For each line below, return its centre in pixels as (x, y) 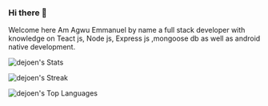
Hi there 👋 (28, 13)
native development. (42, 47)
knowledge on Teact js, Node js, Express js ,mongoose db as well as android (134, 38)
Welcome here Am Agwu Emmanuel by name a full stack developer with (127, 30)
